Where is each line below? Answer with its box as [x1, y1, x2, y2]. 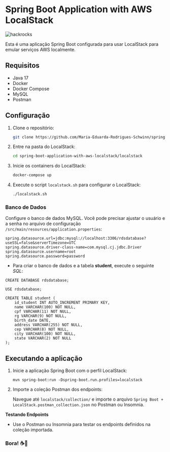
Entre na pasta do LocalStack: [12, 144, 76, 150]
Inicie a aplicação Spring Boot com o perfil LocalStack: [12, 368, 127, 374]
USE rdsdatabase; [5, 287, 42, 292]
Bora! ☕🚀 [5, 440, 28, 447]
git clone [12, 134, 34, 139]
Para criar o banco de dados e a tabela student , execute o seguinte [12, 263, 154, 269]
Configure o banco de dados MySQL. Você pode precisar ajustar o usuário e [5, 215, 165, 221]
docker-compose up [12, 173, 52, 178]
